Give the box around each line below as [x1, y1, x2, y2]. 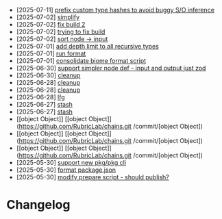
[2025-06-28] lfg [16, 93, 66, 101]
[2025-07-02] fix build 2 [16, 21, 86, 28]
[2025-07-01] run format [16, 49, 86, 57]
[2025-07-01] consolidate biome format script [16, 57, 147, 64]
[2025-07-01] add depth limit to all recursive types [16, 42, 159, 50]
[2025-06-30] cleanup [16, 71, 81, 79]
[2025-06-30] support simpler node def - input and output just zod [16, 64, 206, 72]
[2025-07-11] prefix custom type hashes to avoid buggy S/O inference [16, 6, 215, 14]
